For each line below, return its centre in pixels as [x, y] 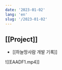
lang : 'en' [16, 14]
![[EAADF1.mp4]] [22, 62]
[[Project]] [22, 39]
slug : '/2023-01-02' [27, 19]
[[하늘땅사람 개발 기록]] [35, 52]
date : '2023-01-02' [25, 10]
